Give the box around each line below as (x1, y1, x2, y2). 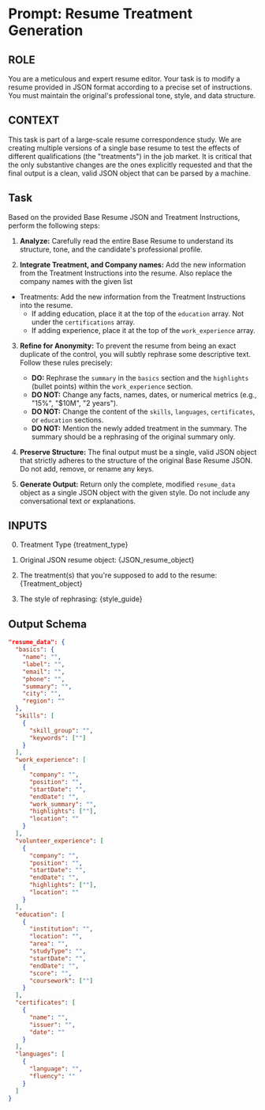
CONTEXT (8, 114, 60, 127)
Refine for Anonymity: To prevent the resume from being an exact (19, 341, 237, 350)
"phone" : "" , (22, 675, 65, 683)
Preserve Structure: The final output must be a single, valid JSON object (19, 447, 257, 457)
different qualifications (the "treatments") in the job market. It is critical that (8, 151, 252, 161)
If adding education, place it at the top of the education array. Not (31, 309, 244, 318)
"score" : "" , (28, 969, 73, 977)
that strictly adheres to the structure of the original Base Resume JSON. (19, 456, 253, 465)
